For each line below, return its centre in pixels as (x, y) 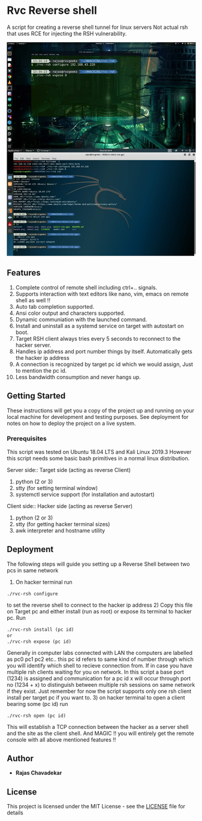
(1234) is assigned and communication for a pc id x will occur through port (99, 678)
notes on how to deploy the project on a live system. (71, 423)
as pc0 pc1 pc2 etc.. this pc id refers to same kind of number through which (100, 659)
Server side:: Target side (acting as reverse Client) (69, 469)
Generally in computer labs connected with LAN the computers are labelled (100, 652)
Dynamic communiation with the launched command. (81, 319)
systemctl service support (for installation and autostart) (85, 494)
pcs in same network (33, 570)
